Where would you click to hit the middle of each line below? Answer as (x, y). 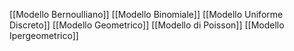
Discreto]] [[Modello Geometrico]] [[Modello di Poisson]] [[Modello (147, 25)
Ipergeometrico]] (44, 35)
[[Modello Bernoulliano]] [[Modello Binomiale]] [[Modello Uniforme (146, 14)
